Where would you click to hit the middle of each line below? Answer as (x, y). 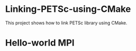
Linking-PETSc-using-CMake (68, 9)
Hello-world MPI (40, 43)
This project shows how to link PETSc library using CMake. (66, 23)
